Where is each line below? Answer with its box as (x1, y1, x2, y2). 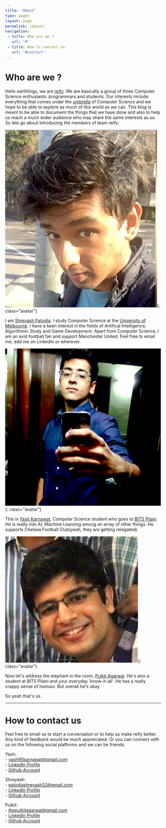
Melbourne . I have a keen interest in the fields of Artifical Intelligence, (5, 322, 147, 329)
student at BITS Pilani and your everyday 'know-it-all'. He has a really (5, 678, 146, 684)
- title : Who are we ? (7, 34, 54, 39)
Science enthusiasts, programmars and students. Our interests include (5, 93, 149, 99)
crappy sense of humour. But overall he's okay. (5, 683, 101, 689)
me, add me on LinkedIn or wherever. (5, 338, 81, 344)
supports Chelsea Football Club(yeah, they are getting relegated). (5, 526, 139, 532)
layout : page (5, 18, 32, 23)
